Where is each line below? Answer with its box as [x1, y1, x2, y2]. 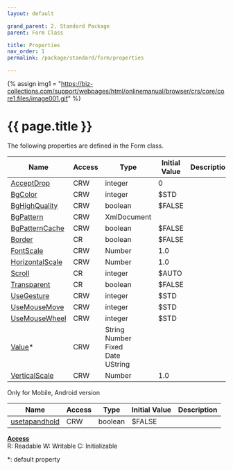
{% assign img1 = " [7, 80, 62, 87]
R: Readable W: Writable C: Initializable [7, 442, 118, 450]
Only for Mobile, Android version [7, 388, 101, 397]
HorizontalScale [10, 257, 63, 267]
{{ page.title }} [7, 119, 93, 134]
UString [105, 359, 130, 369]
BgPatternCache [10, 223, 64, 233]
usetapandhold [10, 417, 60, 426]
